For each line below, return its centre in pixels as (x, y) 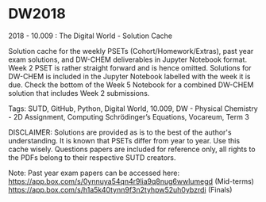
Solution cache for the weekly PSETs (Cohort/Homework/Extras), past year (131, 51)
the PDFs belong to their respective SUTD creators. (92, 157)
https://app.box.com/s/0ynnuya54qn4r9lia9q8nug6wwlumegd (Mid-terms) (131, 181)
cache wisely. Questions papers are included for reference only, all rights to (132, 149)
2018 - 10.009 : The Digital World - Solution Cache (91, 36)
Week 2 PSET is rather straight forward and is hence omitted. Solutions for (130, 67)
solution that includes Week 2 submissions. (79, 93)
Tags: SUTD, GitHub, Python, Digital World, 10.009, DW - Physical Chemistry (133, 109)
